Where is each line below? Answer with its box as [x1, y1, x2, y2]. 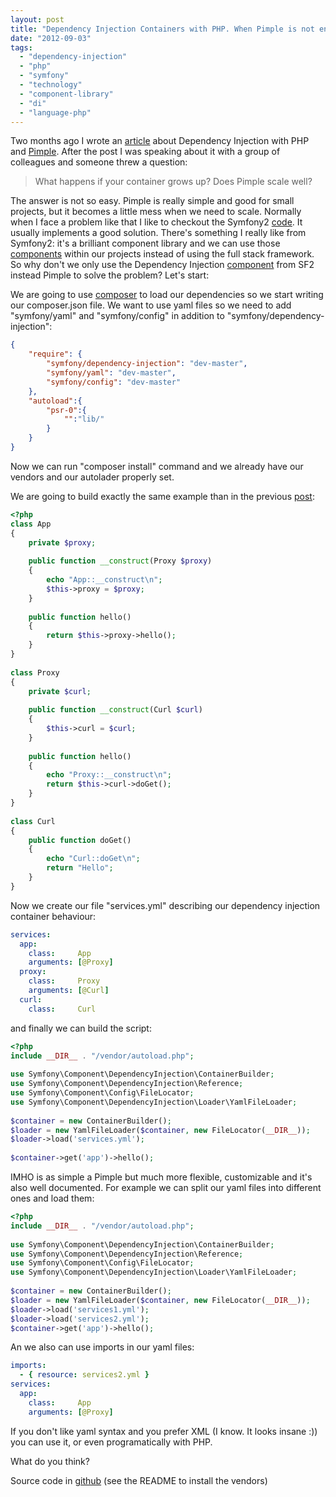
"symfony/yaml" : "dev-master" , [46, 368, 177, 378]
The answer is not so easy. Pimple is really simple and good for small [10, 195, 295, 207]
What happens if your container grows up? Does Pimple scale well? [34, 176, 313, 188]
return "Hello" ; [46, 863, 114, 873]
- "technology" [19, 80, 83, 90]
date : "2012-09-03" [10, 33, 92, 43]
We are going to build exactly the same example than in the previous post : [10, 490, 315, 502]
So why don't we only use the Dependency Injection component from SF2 [10, 259, 315, 271]
